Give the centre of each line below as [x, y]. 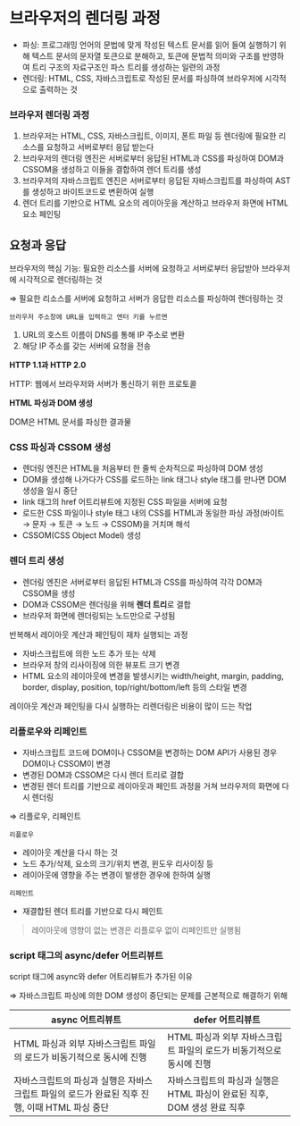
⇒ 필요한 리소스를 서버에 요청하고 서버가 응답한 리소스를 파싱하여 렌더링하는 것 [146, 298]
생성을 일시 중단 [50, 491]
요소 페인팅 [42, 214]
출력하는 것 [58, 89]
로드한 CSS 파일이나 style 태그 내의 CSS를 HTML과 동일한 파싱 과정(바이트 [153, 513]
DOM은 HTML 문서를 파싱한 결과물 [71, 422]
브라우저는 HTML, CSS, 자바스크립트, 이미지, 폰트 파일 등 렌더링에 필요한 [149, 136]
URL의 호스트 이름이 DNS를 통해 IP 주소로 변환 [104, 335]
